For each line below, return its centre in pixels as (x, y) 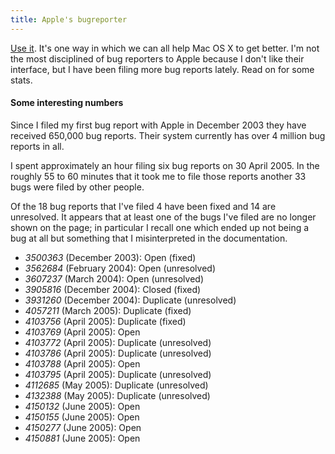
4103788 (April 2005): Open (82, 363)
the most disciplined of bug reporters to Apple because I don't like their (157, 58)
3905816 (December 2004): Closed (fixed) (113, 289)
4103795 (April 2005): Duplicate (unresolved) (118, 374)
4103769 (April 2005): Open (82, 332)
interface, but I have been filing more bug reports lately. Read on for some (162, 69)
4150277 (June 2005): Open (83, 427)
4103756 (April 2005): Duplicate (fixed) (105, 321)
